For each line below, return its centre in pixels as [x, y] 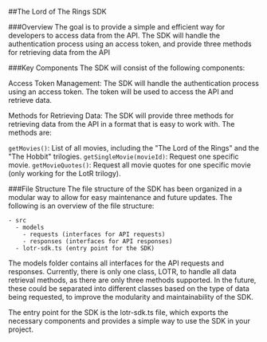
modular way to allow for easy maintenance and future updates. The [120, 197]
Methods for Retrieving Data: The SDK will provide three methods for [121, 116]
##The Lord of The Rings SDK [58, 12]
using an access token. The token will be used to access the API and [121, 92]
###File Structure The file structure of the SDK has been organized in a [125, 189]
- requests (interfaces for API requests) [94, 234]
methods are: [30, 132]
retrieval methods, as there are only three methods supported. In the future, [132, 280]
